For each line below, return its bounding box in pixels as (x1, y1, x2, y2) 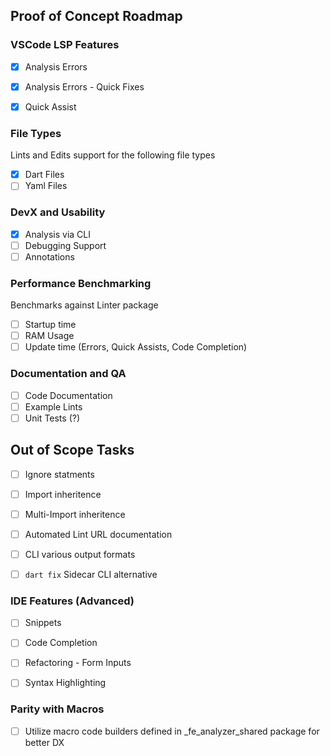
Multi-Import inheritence (24, 508, 126, 520)
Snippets (24, 617, 62, 629)
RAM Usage (24, 330, 75, 342)
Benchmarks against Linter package (10, 299, 159, 311)
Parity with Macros (10, 702, 105, 716)
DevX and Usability (10, 205, 106, 219)
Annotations (24, 250, 75, 263)
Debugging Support (24, 239, 107, 251)
